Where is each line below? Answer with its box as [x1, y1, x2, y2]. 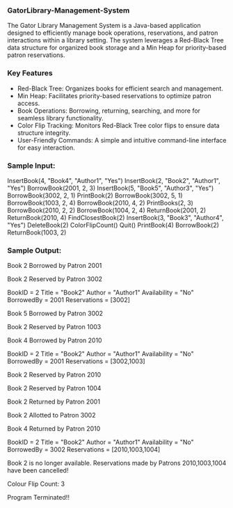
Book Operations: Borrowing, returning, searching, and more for [17, 106, 200, 115]
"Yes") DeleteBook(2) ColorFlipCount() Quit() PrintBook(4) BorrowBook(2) [7, 221, 219, 229]
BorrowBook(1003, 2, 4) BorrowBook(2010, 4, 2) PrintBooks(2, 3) [7, 198, 193, 207]
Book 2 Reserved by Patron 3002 [7, 275, 103, 283]
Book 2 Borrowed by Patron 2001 [7, 262, 102, 270]
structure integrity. [17, 128, 71, 137]
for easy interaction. [17, 143, 75, 152]
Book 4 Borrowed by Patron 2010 [7, 336, 102, 344]
